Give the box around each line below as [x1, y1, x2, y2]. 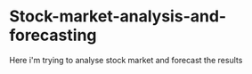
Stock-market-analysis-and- [9, 6, 227, 27]
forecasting [9, 25, 97, 45]
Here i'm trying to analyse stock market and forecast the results [9, 54, 243, 65]
